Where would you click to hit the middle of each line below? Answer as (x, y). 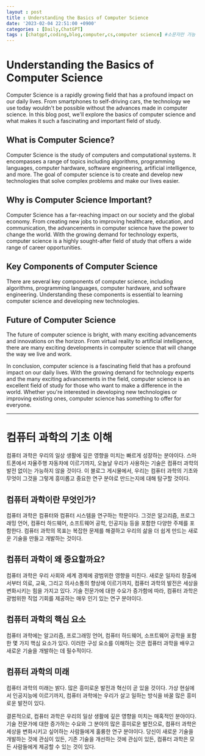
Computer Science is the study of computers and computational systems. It (101, 155)
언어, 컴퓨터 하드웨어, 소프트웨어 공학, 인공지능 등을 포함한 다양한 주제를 (103, 523)
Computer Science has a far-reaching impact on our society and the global (100, 215)
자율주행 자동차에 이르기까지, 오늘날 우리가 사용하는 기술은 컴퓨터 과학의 (113, 463)
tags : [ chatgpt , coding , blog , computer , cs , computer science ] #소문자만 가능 (101, 35)
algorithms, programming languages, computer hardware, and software (96, 287)
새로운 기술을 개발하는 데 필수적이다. (49, 650)
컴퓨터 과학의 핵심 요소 (46, 619)
